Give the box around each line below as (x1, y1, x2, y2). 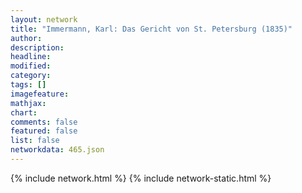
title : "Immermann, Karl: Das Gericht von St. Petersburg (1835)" (10, 24, 293, 34)
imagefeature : (10, 89, 70, 99)
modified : (10, 61, 52, 71)
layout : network (10, 14, 78, 25)
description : (10, 42, 65, 53)
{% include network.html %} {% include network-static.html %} (10, 172, 272, 184)
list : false (10, 136, 60, 146)
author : (10, 33, 43, 43)
